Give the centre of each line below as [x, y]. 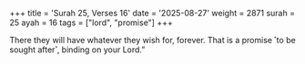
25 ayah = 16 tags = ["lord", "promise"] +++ [91, 23]
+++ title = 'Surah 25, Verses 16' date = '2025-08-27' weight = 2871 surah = [152, 13]
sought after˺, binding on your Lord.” [77, 50]
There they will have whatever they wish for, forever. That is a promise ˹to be [152, 40]
